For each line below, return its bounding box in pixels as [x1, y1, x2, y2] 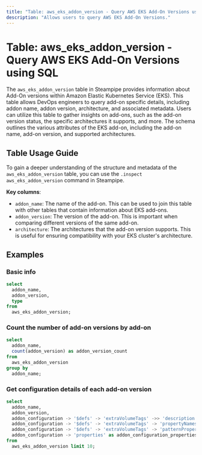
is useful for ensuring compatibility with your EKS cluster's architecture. [14, 232, 193, 240]
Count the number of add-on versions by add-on [6, 323, 151, 332]
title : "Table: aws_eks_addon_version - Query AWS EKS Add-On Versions [6, 8, 189, 15]
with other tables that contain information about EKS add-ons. [14, 206, 168, 214]
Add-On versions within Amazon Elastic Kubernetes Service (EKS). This [6, 92, 183, 99]
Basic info [6, 267, 36, 276]
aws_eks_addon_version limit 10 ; [11, 443, 96, 449]
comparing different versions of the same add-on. [14, 219, 139, 226]
